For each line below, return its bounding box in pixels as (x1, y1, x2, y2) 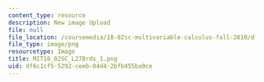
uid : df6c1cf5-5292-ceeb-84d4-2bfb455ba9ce (8, 62, 153, 70)
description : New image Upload (8, 19, 111, 27)
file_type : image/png (8, 41, 79, 48)
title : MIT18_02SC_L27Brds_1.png (8, 55, 118, 63)
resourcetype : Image (8, 48, 76, 55)
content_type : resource (8, 11, 86, 20)
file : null (8, 26, 44, 34)
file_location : (8, 33, 58, 41)
